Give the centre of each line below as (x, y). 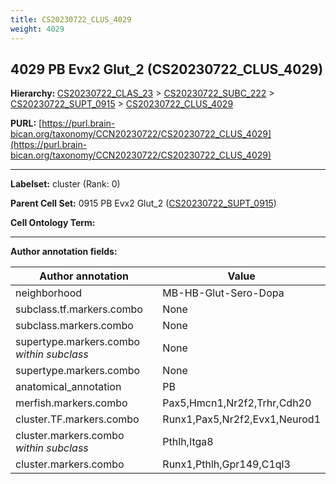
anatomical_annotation (68, 387)
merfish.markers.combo (71, 403)
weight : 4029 (37, 29)
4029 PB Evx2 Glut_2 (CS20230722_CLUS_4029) (167, 69)
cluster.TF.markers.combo (77, 419)
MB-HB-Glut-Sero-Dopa (223, 293)
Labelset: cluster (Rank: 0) (65, 184)
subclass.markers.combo (74, 326)
